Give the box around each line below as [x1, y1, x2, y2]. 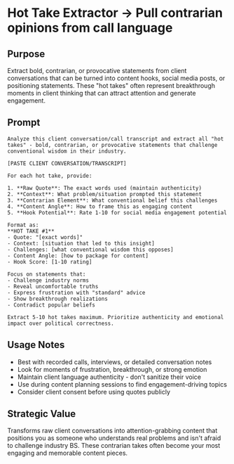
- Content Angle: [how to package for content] [7, 252, 149, 259]
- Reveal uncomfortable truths [7, 283, 99, 290]
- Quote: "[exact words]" [7, 233, 83, 240]
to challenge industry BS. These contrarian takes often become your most [7, 442, 221, 450]
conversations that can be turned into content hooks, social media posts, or [7, 74, 226, 82]
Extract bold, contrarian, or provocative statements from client [7, 67, 187, 75]
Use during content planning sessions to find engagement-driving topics [17, 380, 228, 388]
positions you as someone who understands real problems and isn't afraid [7, 434, 221, 442]
